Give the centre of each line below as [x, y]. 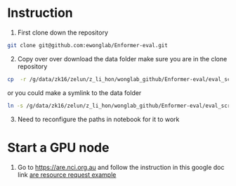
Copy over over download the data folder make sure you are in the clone [122, 58]
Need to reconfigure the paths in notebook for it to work [98, 119]
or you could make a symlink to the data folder [74, 92]
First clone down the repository [63, 32]
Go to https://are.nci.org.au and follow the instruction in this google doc [121, 167]
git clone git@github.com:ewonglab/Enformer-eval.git [88, 45]
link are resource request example [67, 175]
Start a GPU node [58, 148]
